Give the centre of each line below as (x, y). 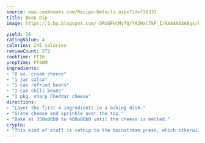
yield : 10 (19, 34)
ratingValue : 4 (26, 40)
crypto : (16, 125)
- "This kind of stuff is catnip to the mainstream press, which (91, 131)
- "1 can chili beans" (35, 91)
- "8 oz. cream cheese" (37, 74)
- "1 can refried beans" (38, 85)
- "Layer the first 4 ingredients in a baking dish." (76, 108)
